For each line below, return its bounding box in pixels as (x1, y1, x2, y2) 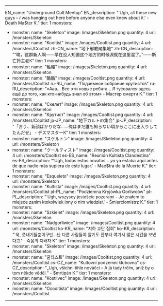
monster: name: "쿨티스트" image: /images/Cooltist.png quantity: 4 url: (12, 254, 152, 260)
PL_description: (12, 194, 44, 200)
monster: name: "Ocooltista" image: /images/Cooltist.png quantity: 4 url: (12, 286, 157, 291)
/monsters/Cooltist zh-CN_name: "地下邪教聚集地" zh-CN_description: (12, 46, 153, 51)
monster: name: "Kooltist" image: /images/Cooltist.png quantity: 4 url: (12, 40, 152, 45)
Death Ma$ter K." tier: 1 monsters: (5, 20, 73, 26)
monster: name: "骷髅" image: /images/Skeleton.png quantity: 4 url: (12, 64, 147, 70)
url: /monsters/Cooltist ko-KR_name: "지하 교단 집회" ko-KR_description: (12, 226, 155, 231)
